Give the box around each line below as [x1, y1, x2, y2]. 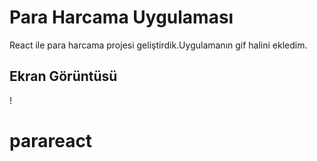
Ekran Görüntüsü [9, 68, 118, 85]
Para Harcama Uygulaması [9, 6, 234, 29]
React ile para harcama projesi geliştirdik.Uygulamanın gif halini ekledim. [9, 39, 308, 51]
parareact [9, 129, 93, 152]
